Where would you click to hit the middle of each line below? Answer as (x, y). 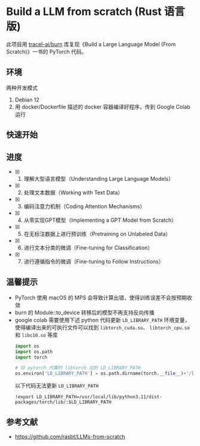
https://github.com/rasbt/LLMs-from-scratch (70, 436)
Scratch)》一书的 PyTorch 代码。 (47, 51)
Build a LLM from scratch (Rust (84, 12)
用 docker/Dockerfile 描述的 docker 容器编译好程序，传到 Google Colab (102, 107)
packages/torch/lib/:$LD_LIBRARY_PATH (63, 402)
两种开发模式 (22, 88)
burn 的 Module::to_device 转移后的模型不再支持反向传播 (84, 312)
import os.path (34, 352)
